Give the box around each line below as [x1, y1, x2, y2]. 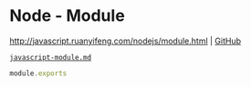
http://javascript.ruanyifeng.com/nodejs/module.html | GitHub [9, 35, 242, 46]
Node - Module [9, 5, 125, 26]
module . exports [9, 69, 68, 78]
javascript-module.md [9, 53, 92, 62]
